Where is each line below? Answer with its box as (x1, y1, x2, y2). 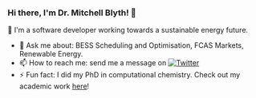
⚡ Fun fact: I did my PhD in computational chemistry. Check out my (18, 70, 241, 80)
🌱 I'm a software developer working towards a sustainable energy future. (7, 25, 249, 35)
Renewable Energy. (18, 49, 83, 59)
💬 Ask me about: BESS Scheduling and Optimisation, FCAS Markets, (18, 41, 244, 50)
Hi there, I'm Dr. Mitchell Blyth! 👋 (7, 7, 137, 18)
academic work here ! (18, 81, 90, 91)
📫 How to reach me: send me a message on (18, 58, 167, 68)
